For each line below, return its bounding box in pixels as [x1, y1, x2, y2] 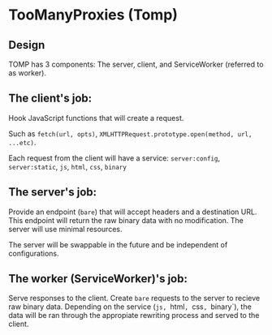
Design [8, 38, 45, 52]
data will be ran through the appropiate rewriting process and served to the [8, 311, 260, 320]
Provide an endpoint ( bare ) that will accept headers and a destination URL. [8, 207, 257, 217]
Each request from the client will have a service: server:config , [8, 152, 221, 163]
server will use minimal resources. [8, 224, 123, 234]
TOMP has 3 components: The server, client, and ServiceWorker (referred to [8, 59, 264, 69]
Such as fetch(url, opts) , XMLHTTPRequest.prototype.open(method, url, [8, 128, 253, 139]
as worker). [8, 68, 47, 78]
